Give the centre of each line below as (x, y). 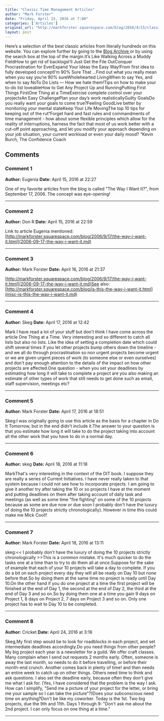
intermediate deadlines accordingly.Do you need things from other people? (81, 646)
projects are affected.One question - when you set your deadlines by (74, 368)
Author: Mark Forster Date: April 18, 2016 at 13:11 (54, 543)
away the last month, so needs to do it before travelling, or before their (76, 662)
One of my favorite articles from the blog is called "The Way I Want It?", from (82, 189)
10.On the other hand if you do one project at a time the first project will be (80, 583)
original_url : (20, 28)
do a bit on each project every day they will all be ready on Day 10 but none (81, 573)
